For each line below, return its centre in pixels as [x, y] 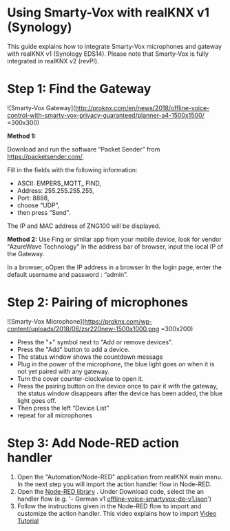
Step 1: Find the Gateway [79, 89]
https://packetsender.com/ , [46, 156]
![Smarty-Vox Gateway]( [41, 107]
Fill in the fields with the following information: [72, 169]
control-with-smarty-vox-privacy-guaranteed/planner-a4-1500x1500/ [106, 115]
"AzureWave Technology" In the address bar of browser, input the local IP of [115, 247]
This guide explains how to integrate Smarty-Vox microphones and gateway [114, 46]
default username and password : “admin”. [67, 274]
